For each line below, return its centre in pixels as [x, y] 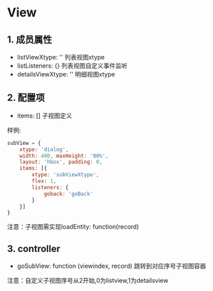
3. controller [34, 248]
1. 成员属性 [30, 39]
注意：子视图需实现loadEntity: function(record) [73, 227]
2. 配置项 [26, 98]
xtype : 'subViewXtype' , [65, 175]
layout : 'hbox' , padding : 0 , [61, 162]
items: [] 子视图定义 [45, 115]
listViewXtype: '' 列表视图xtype [61, 57]
